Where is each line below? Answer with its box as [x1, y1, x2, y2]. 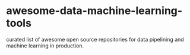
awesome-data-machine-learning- [6, 4, 183, 18]
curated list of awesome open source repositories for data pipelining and [6, 36, 184, 43]
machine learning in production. [6, 42, 84, 49]
